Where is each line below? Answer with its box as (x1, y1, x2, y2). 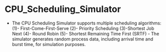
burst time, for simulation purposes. (12, 41, 86, 47)
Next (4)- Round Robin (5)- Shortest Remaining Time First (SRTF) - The (12, 30, 159, 36)
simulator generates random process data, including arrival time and (12, 36, 153, 42)
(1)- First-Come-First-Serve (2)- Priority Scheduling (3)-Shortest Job (12, 25, 154, 31)
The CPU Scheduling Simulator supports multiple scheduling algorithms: (12, 20, 161, 26)
